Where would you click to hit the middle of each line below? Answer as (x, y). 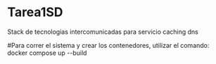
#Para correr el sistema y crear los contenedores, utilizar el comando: (108, 45)
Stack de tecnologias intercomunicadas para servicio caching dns (103, 32)
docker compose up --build (47, 53)
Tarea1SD (35, 12)
